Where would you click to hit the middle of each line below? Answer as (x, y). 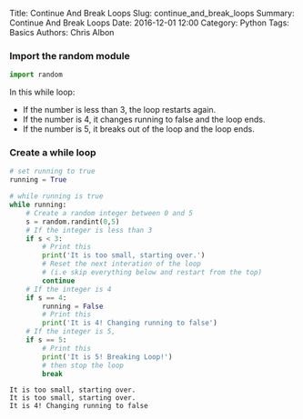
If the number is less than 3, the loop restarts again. (119, 110)
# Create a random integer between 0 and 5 (110, 213)
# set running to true (52, 172)
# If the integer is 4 (69, 289)
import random (36, 75)
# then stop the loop (83, 365)
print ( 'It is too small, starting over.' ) (124, 255)
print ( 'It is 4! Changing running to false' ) (130, 323)
